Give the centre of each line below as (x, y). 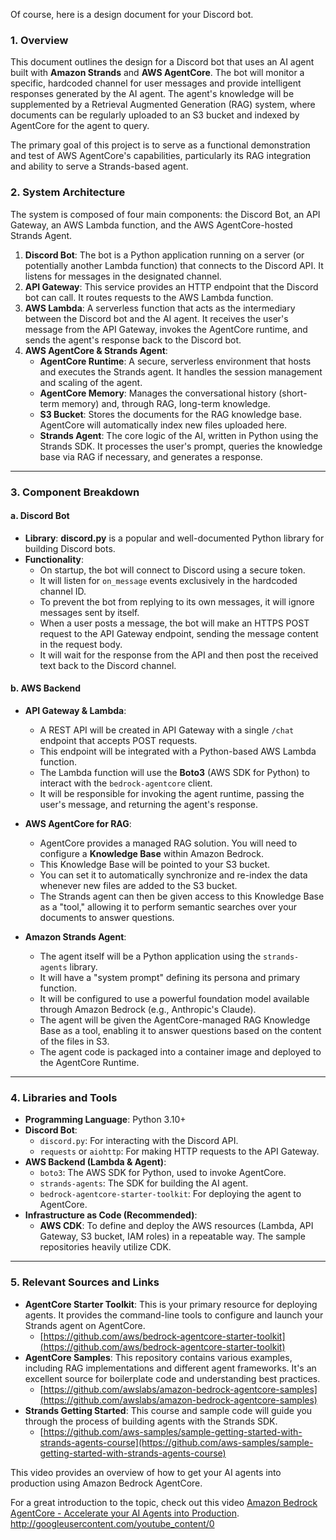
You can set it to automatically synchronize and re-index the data (173, 875)
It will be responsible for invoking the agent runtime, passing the (172, 793)
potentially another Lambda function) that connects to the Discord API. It (174, 265)
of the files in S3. (74, 1041)
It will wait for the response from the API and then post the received (179, 655)
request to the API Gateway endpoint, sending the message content (179, 633)
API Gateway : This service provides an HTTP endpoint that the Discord (171, 286)
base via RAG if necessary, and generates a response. (151, 456)
